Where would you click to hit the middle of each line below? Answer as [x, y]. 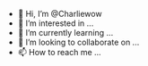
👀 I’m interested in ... [56, 23]
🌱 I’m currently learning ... [65, 33]
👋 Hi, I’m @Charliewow [60, 14]
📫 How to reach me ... [59, 52]
